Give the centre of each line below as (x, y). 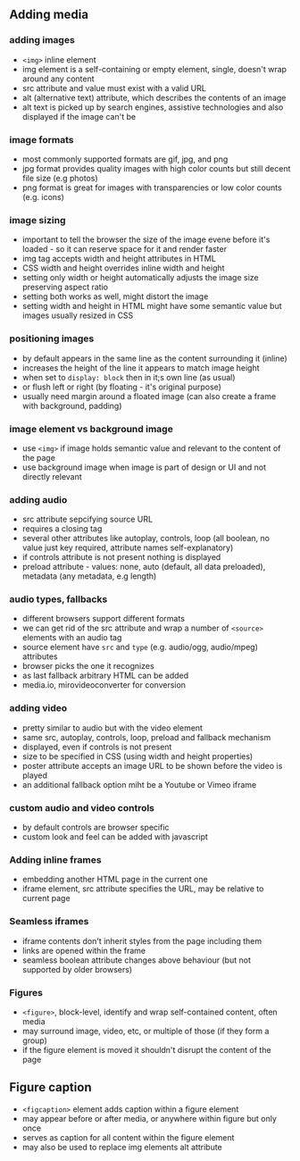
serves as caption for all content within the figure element (128, 1137)
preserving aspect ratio (65, 287)
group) (34, 1040)
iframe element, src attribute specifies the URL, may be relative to (143, 889)
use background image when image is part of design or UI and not (144, 467)
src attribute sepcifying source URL (87, 519)
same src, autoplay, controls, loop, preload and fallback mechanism (146, 737)
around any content (58, 79)
